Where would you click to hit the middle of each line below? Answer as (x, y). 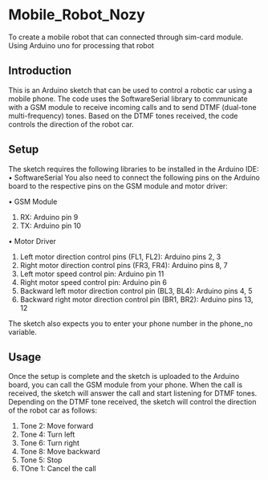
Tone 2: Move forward (57, 426)
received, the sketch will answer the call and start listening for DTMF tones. (133, 393)
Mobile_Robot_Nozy (77, 15)
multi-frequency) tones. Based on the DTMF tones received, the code (123, 116)
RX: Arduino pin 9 (49, 217)
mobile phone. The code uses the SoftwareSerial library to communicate (128, 99)
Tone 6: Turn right (50, 443)
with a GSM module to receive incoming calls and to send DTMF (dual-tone (132, 107)
